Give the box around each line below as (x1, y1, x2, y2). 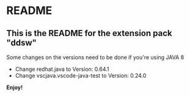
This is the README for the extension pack (6, 28, 172, 38)
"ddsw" (6, 37, 37, 48)
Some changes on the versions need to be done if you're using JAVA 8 (6, 54, 185, 61)
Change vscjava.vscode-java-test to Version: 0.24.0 (15, 72, 147, 79)
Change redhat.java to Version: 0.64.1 (15, 65, 109, 73)
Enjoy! (6, 84, 23, 91)
